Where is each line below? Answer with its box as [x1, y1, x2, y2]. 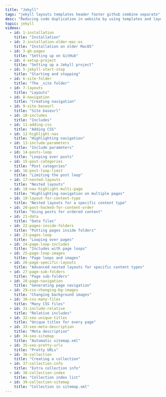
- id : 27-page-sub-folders [9, 269, 65, 274]
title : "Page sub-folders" [14, 274, 70, 279]
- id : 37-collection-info [9, 361, 63, 366]
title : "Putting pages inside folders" [14, 228, 96, 233]
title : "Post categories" [14, 164, 68, 169]
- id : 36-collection [9, 352, 52, 357]
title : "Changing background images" [14, 292, 92, 297]
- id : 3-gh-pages [9, 48, 45, 53]
